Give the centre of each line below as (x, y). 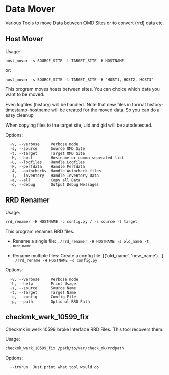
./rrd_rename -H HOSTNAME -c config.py (55, 260)
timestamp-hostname (28, 110)
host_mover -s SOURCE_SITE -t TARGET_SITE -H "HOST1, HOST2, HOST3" (79, 80)
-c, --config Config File (43, 297)
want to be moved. (25, 94)
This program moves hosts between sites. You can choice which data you (83, 89)
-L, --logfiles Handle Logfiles (48, 162)
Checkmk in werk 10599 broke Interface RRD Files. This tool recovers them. (84, 329)
